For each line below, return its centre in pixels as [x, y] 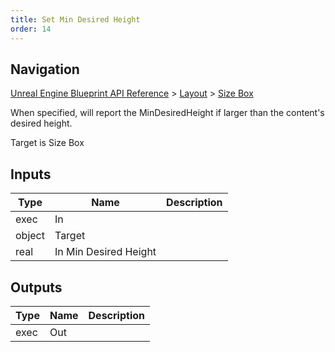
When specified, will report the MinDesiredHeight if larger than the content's [167, 113]
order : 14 [31, 29]
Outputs [36, 287]
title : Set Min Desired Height [75, 19]
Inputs [31, 174]
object [30, 236]
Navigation [45, 69]
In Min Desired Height [105, 252]
